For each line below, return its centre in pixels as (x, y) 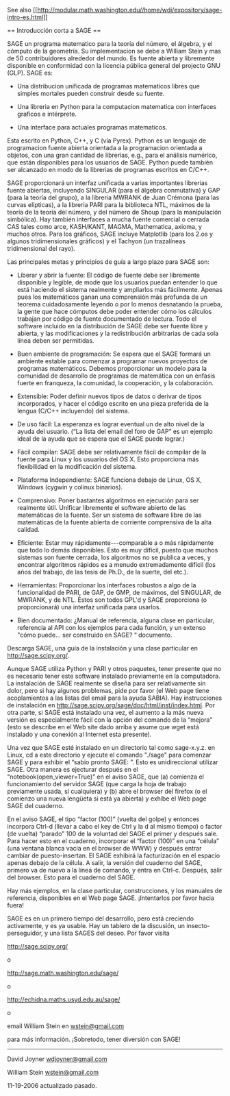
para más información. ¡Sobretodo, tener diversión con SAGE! (94, 1039)
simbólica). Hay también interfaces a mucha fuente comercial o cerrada (108, 219)
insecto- (198, 926)
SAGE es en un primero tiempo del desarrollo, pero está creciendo (100, 918)
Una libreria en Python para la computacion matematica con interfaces (117, 107)
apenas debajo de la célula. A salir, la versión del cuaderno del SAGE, (105, 863)
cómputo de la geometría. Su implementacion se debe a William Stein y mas (114, 51)
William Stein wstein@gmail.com (53, 1072)
